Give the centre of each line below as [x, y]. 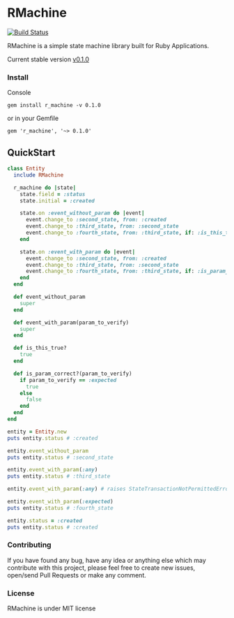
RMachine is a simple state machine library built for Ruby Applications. [108, 45]
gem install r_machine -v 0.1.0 [54, 105]
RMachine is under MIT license [52, 608]
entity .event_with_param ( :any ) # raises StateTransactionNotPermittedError [119, 489]
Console [19, 93]
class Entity [26, 169]
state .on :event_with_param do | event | [78, 252]
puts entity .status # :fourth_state [60, 508]
